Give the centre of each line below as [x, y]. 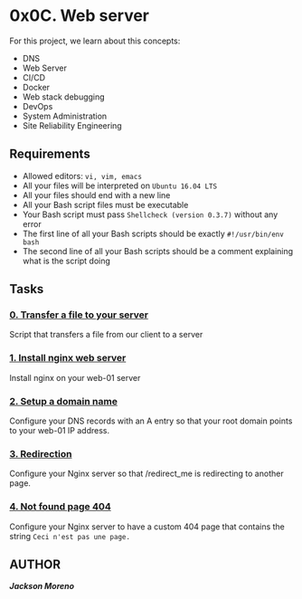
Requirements [50, 154]
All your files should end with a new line [96, 195]
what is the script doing [66, 261]
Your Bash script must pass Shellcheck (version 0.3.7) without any [150, 214]
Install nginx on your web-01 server [75, 377]
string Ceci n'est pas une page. [70, 536]
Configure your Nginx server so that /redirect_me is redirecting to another [146, 474]
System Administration [65, 116]
